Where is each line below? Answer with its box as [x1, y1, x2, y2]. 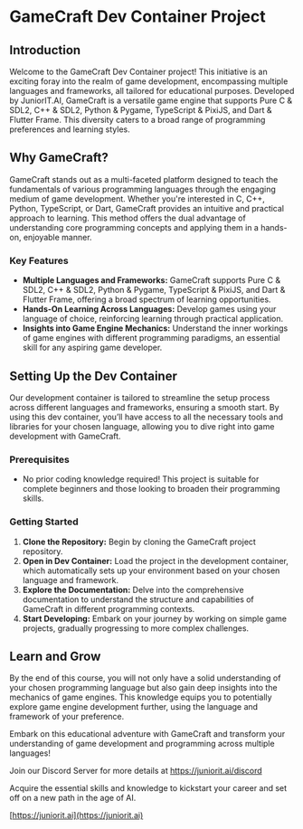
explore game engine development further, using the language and [9, 702, 259, 712]
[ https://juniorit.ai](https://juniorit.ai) [9, 810, 144, 821]
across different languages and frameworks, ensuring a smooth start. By [9, 401, 279, 412]
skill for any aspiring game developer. [22, 342, 163, 353]
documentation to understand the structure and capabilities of [22, 594, 255, 605]
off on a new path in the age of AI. [9, 793, 137, 804]
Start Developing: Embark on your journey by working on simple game [22, 613, 288, 624]
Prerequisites [9, 453, 70, 466]
